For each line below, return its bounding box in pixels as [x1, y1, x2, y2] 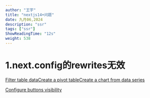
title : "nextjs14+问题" [5, 12, 55, 17]
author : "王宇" [5, 7, 36, 13]
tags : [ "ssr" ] [5, 27, 36, 32]
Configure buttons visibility [5, 86, 62, 92]
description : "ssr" [5, 21, 47, 27]
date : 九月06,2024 [5, 17, 43, 22]
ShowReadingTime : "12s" [5, 31, 56, 36]
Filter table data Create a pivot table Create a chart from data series [5, 77, 145, 83]
